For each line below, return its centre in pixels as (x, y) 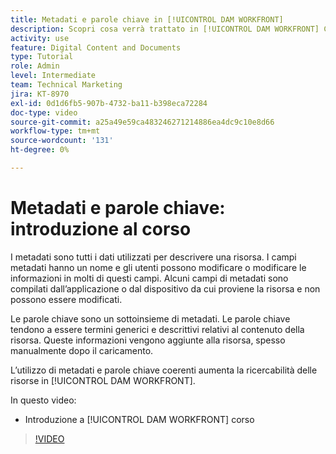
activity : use (40, 38)
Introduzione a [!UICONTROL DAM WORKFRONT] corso (139, 419)
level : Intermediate (53, 76)
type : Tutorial (42, 57)
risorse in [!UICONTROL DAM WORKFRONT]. (103, 380)
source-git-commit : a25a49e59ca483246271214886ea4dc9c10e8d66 (142, 122)
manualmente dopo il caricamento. (82, 350)
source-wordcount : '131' (62, 141)
